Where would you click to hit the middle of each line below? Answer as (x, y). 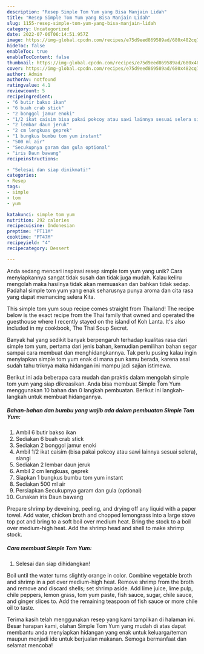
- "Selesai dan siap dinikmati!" (49, 170)
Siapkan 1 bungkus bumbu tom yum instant (69, 477)
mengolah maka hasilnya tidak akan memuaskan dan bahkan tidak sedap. (99, 284)
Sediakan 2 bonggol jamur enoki (56, 445)
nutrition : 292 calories (38, 220)
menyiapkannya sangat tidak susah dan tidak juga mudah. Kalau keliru (94, 278)
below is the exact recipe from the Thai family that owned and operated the (101, 315)
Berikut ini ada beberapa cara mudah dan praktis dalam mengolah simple (98, 377)
